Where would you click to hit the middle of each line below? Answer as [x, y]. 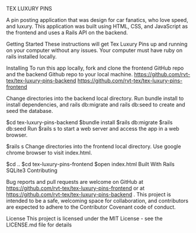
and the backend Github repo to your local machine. [70, 74]
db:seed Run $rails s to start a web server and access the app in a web [93, 129]
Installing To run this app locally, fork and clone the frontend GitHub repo [95, 68]
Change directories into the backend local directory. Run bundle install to [95, 98]
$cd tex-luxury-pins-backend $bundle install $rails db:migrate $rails [89, 122]
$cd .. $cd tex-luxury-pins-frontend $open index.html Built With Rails [90, 164]
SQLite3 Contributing [32, 170]
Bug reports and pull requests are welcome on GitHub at [75, 182]
